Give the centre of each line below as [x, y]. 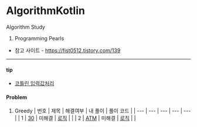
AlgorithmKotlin [45, 11]
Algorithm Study [26, 27]
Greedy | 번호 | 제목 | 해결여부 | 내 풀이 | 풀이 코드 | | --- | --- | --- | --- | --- [103, 111]
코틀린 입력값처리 [34, 84]
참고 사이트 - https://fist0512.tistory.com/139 [67, 50]
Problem [17, 97]
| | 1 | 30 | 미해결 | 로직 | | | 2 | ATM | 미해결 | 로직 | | [75, 118]
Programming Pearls [39, 38]
